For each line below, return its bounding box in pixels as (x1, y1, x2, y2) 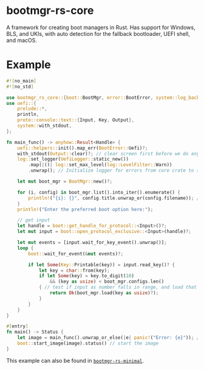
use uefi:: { (6, 100, 36, 106)
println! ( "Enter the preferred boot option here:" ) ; (17, 206, 154, 212)
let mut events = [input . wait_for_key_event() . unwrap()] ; (17, 240, 167, 246)
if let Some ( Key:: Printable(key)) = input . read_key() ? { (28, 261, 175, 267)
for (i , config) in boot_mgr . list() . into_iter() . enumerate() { (17, 189, 181, 195)
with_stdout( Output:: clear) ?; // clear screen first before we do (17, 150, 189, 156)
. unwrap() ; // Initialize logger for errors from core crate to (28, 167, 194, 173)
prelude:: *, (17, 106, 47, 112)
